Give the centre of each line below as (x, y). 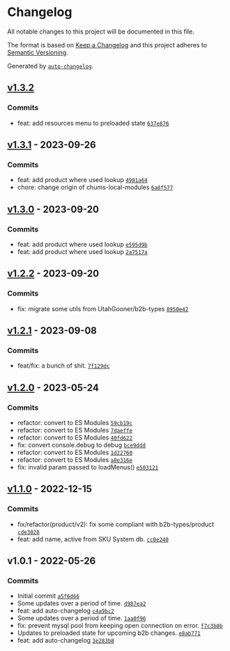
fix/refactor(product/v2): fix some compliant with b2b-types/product (116, 524)
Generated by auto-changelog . (51, 66)
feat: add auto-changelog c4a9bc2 (66, 611)
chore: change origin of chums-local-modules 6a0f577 (95, 187)
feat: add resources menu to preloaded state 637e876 (93, 123)
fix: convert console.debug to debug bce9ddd (82, 445)
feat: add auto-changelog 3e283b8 (66, 641)
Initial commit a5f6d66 (48, 596)
